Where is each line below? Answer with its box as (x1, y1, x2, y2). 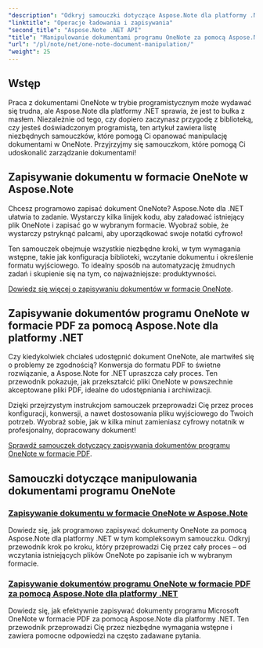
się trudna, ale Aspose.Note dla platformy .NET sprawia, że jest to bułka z (8, 106, 245, 115)
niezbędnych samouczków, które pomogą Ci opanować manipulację (8, 131, 228, 140)
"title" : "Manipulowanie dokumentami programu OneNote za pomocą (8, 33, 225, 42)
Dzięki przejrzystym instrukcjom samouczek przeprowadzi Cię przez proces (8, 401, 254, 410)
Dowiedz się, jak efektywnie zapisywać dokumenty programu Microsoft (8, 606, 240, 616)
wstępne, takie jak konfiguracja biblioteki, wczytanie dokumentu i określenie (8, 252, 254, 261)
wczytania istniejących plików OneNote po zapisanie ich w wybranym (8, 551, 232, 560)
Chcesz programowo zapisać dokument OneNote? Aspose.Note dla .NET (8, 203, 244, 213)
